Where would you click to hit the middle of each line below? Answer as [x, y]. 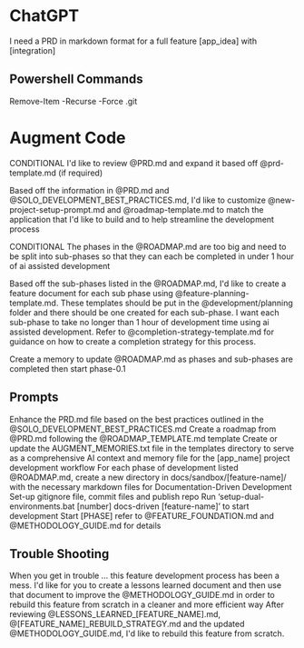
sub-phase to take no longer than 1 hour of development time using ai [139, 322]
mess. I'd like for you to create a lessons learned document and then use [146, 585]
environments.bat [42, 506]
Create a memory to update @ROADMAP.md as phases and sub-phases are [151, 359]
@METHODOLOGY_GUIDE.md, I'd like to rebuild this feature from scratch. [147, 633]
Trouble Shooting [59, 554]
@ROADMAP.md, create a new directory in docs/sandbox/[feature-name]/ [148, 477]
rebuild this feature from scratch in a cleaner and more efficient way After [147, 604]
